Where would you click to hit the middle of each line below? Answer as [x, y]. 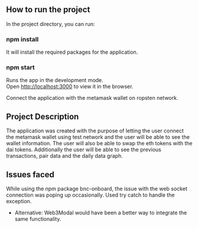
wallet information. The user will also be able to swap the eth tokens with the [99, 144]
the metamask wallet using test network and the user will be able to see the [98, 137]
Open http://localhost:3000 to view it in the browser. [70, 87]
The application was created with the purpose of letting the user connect [95, 131]
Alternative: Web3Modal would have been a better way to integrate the [101, 213]
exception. [19, 201]
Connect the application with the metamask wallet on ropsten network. [92, 98]
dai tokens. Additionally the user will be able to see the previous [84, 149]
